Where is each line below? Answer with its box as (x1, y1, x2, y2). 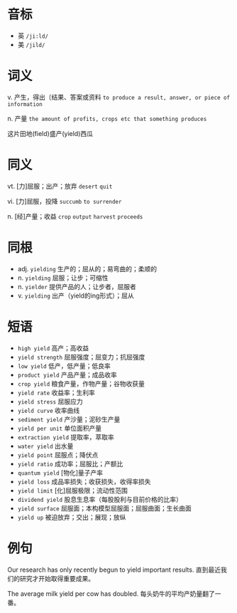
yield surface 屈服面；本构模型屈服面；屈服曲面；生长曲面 (17, 503, 192, 513)
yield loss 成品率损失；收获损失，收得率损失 (17, 477, 151, 486)
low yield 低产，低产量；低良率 (17, 361, 111, 370)
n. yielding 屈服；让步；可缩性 (17, 273, 109, 282)
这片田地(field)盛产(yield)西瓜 (7, 129, 94, 137)
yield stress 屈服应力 (17, 397, 83, 406)
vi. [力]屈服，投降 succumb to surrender (7, 197, 122, 205)
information (7, 100, 43, 108)
